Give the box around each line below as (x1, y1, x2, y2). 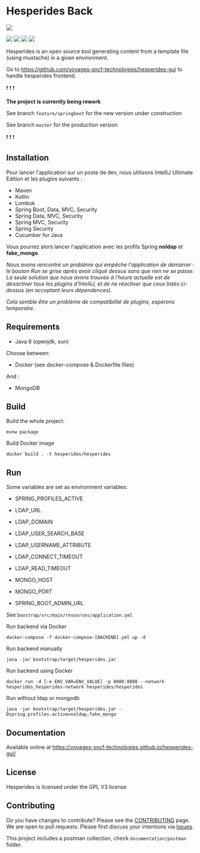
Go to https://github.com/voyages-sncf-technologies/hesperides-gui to (6, 65, 183, 73)
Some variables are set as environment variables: (6, 483, 128, 491)
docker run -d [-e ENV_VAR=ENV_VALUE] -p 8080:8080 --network (6, 679, 165, 685)
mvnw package (6, 429, 39, 435)
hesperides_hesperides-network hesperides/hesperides (6, 684, 144, 690)
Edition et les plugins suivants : (6, 175, 83, 182)
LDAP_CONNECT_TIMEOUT (14, 553, 83, 560)
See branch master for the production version (6, 121, 118, 128)
